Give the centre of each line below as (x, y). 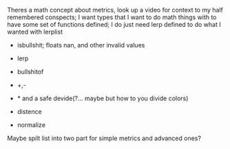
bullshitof (30, 72)
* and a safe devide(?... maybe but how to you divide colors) (103, 98)
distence (30, 112)
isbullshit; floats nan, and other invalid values (81, 45)
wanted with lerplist (35, 32)
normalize (31, 125)
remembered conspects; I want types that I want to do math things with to (112, 17)
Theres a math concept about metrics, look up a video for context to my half (115, 10)
